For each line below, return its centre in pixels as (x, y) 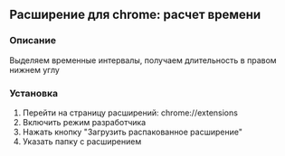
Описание (33, 41)
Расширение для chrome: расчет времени (135, 15)
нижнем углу (35, 69)
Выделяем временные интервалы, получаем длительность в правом (143, 60)
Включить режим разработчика (84, 122)
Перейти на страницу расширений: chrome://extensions (130, 113)
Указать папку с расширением (82, 141)
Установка (34, 93)
